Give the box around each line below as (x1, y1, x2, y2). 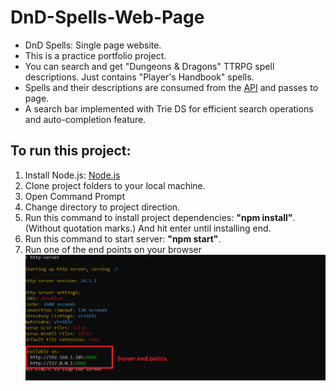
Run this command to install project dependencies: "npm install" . (24, 211, 296, 223)
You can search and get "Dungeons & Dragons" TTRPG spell (24, 60, 275, 72)
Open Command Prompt (24, 190, 126, 202)
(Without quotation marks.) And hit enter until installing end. (24, 222, 272, 234)
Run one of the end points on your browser (24, 243, 202, 255)
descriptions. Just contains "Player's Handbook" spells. (24, 71, 255, 83)
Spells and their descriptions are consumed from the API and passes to (24, 81, 319, 93)
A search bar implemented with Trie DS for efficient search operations (24, 102, 314, 115)
